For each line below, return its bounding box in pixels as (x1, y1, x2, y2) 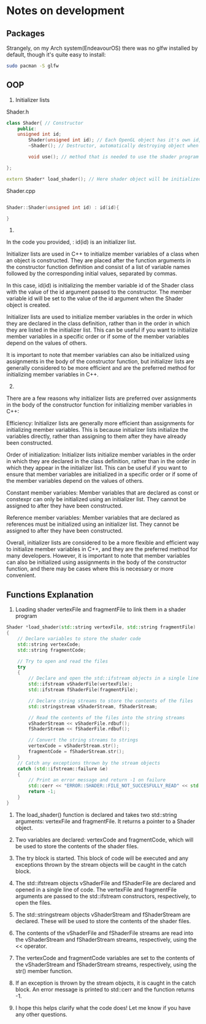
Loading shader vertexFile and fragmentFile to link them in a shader (15, 606, 186, 613)
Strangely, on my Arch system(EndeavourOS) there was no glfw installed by (6, 44, 198, 52)
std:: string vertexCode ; (17, 641, 81, 647)
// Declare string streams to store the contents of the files (28, 698, 193, 704)
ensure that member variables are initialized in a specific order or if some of (6, 471, 198, 478)
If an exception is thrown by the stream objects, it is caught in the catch (15, 979, 196, 987)
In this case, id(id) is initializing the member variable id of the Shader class (6, 282, 194, 289)
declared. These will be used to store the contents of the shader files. (15, 917, 191, 924)
